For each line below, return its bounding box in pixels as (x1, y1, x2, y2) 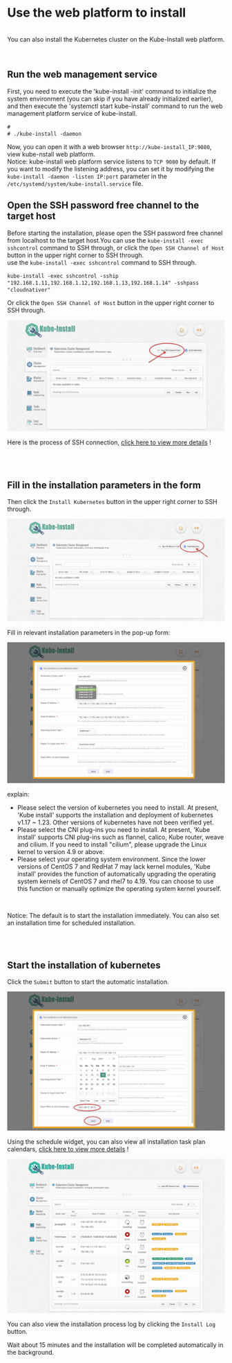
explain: (7, 790, 30, 798)
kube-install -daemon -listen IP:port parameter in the (7, 172, 168, 180)
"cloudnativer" (7, 286, 51, 293)
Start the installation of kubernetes (7, 959, 161, 971)
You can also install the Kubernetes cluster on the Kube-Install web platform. (7, 35, 225, 43)
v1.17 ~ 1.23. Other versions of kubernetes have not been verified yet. (17, 818, 214, 826)
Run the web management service (7, 69, 157, 80)
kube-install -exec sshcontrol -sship (7, 272, 119, 279)
